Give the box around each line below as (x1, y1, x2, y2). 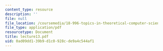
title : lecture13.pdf (5, 34, 49, 39)
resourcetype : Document (5, 30, 53, 34)
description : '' (5, 12, 38, 17)
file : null (5, 16, 27, 21)
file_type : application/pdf (5, 25, 62, 30)
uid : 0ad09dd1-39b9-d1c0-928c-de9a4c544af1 (5, 39, 95, 44)
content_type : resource (5, 7, 53, 12)
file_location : (5, 20, 36, 26)
